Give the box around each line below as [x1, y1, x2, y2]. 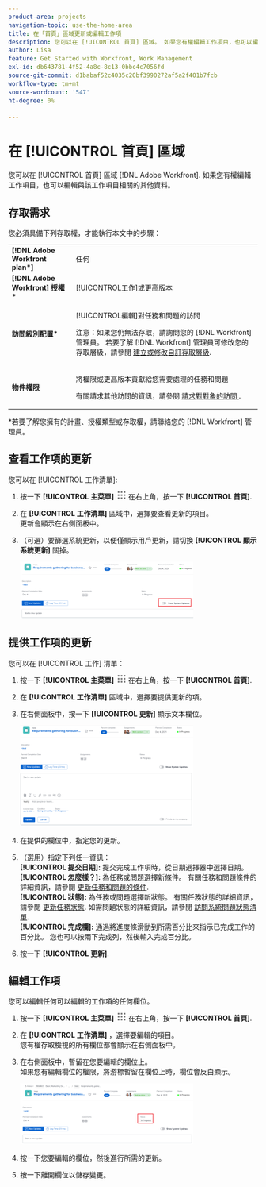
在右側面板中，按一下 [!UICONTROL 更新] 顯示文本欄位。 [19, 709, 207, 719]
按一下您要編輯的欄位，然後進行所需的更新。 [19, 1154, 166, 1163]
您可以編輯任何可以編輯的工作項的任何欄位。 [8, 996, 154, 1006]
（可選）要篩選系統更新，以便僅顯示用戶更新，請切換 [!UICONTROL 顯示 [19, 535, 257, 545]
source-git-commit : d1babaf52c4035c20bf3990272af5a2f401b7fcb [8, 71, 218, 79]
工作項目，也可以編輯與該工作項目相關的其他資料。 [8, 180, 175, 190]
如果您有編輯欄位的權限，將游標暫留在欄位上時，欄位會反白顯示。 [19, 1067, 235, 1077]
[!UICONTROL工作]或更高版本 [75, 283, 173, 292]
